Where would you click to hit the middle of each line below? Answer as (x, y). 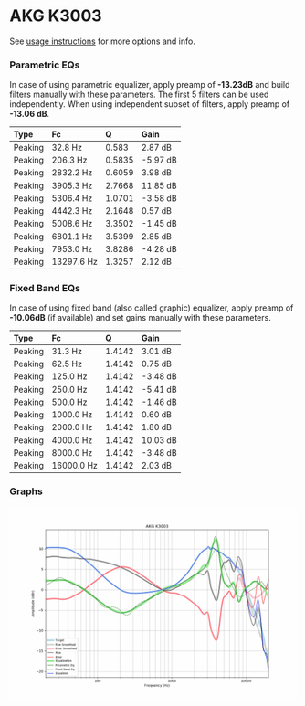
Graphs (26, 491)
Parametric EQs (45, 65)
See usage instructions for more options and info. (103, 41)
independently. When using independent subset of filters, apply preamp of (150, 104)
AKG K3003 (56, 16)
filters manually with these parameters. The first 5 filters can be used (139, 95)
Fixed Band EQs (45, 288)
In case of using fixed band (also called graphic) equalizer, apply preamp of (152, 308)
